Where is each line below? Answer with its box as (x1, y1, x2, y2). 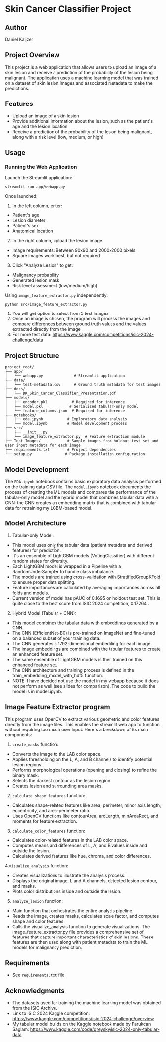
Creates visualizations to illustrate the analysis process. (12, 872, 126, 878)
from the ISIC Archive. (12, 1005, 58, 1011)
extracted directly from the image (12, 326, 81, 332)
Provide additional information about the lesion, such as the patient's (12, 118, 153, 124)
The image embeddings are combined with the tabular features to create (12, 646, 161, 652)
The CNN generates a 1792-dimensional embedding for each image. (12, 640, 152, 646)
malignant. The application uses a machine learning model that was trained (5, 75, 159, 81)
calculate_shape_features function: (12, 792, 85, 798)
